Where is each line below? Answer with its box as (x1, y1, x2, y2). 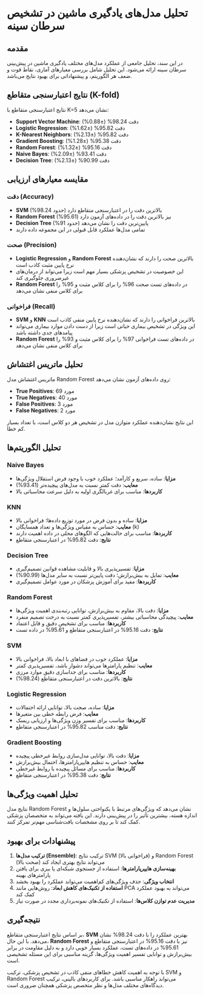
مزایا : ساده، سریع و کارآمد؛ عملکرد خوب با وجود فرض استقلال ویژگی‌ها (15, 474, 176, 482)
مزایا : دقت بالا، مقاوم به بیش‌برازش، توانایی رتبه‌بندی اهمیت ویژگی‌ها (15, 607, 169, 614)
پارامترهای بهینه (15, 872, 51, 878)
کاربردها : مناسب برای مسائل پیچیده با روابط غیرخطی (15, 765, 136, 772)
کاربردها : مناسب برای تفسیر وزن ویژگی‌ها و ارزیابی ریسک (15, 716, 146, 724)
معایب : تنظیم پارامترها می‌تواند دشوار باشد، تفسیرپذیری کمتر (15, 662, 153, 669)
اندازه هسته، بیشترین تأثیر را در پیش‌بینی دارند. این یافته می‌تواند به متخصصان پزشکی (7, 812, 198, 819)
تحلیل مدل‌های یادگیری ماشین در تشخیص (7, 6, 188, 20)
